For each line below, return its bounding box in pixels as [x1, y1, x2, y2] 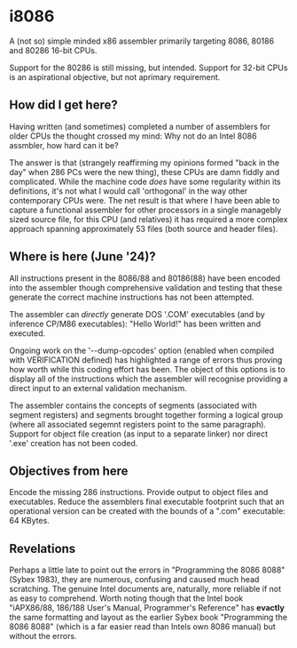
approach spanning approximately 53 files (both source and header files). [9, 223, 278, 234]
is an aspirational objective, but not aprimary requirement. [9, 71, 221, 82]
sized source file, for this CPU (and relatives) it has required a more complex [9, 213, 288, 224]
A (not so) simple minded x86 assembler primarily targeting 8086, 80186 [9, 36, 275, 46]
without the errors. [9, 631, 77, 642]
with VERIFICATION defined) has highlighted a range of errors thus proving [9, 354, 283, 365]
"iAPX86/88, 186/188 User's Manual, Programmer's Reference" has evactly [9, 603, 285, 613]
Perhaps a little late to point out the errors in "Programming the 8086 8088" [9, 564, 285, 575]
